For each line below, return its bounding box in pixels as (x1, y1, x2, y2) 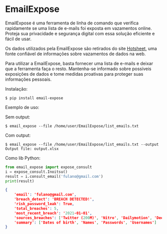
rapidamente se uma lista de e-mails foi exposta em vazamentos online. (5, 25, 152, 31)
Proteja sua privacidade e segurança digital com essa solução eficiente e (5, 30, 155, 36)
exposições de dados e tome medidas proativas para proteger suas (5, 71, 144, 77)
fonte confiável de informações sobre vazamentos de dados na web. (5, 51, 146, 57)
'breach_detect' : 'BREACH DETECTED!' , (14, 197, 94, 202)
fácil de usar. (5, 36, 32, 42)
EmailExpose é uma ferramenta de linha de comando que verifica (5, 20, 139, 26)
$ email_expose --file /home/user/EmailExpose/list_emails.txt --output (5, 142, 159, 147)
